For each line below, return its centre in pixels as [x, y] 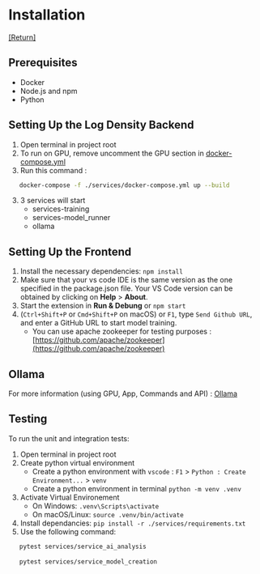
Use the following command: [68, 531]
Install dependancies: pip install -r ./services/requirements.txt [133, 523]
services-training [61, 209]
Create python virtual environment [77, 462]
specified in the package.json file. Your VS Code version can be [126, 288]
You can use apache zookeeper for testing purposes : [122, 332]
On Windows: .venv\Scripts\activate [96, 506]
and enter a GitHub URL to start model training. [98, 323]
